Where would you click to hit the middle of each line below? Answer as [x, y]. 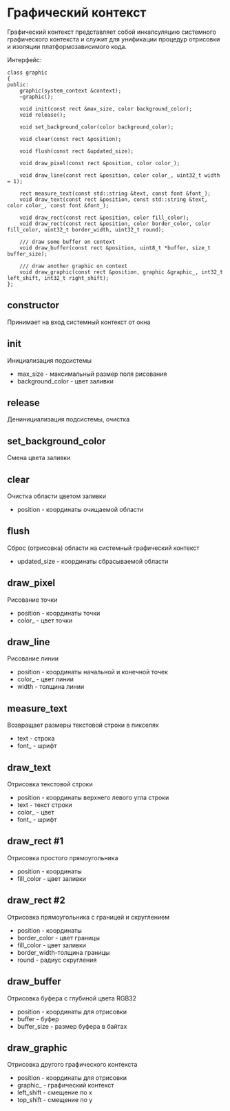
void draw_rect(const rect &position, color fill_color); [104, 218]
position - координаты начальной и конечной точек [93, 672]
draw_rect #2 [36, 901]
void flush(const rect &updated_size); [77, 151]
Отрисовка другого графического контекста [72, 1065]
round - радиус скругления [57, 960]
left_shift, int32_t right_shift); [58, 278]
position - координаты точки [59, 613]
